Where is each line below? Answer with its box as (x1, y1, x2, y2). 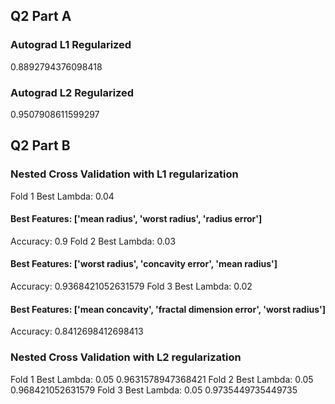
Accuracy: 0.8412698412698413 (10, 325, 144, 338)
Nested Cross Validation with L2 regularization (10, 350, 242, 364)
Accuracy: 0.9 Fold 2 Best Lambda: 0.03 (10, 235, 177, 247)
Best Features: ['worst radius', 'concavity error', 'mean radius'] (10, 258, 278, 270)
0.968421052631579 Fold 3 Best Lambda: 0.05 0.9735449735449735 (10, 384, 298, 396)
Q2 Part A (10, 8, 72, 25)
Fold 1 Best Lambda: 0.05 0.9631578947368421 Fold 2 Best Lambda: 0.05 (10, 373, 314, 385)
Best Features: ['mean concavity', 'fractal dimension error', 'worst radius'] (10, 303, 326, 315)
